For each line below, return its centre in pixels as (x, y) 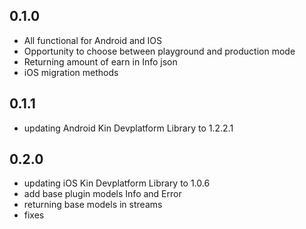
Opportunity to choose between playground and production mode (159, 51)
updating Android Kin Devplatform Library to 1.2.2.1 (128, 128)
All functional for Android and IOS (93, 40)
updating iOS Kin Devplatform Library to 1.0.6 (117, 183)
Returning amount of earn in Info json (100, 61)
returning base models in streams (93, 205)
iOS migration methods (71, 72)
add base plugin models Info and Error (102, 194)
